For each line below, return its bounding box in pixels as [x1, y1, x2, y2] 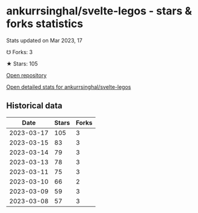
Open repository [6, 71, 47, 79]
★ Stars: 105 [6, 60, 38, 67]
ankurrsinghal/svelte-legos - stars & [6, 4, 193, 18]
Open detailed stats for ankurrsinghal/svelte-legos [6, 83, 131, 91]
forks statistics [6, 17, 83, 31]
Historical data [6, 101, 63, 111]
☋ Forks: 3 [6, 48, 33, 55]
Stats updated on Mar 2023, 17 [6, 37, 82, 44]
